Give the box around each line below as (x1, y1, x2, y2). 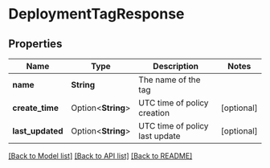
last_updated (12, 125, 63, 137)
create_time (12, 102, 59, 113)
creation (138, 108, 170, 118)
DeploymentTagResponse (8, 5, 185, 23)
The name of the (138, 74, 201, 85)
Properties (8, 37, 63, 51)
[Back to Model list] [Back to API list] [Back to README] (8, 151, 193, 161)
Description (152, 61, 199, 72)
